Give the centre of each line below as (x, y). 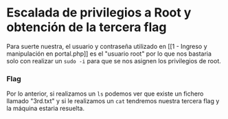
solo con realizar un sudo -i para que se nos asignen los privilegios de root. (114, 61)
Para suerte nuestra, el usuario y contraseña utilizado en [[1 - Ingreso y (107, 46)
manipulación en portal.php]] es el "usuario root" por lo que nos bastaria (109, 54)
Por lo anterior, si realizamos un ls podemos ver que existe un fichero (105, 94)
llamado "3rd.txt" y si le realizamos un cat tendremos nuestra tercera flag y (113, 101)
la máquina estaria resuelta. (46, 109)
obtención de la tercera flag (87, 27)
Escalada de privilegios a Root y (99, 13)
